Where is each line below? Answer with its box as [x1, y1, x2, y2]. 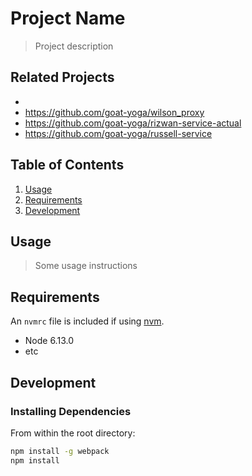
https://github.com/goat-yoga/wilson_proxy [24, 106, 205, 118]
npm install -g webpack [10, 446, 110, 456]
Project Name [10, 7, 126, 30]
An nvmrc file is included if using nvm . [10, 315, 165, 327]
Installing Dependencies [10, 404, 132, 418]
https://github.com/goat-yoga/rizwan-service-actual [24, 117, 242, 129]
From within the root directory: [10, 427, 136, 439]
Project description [34, 40, 114, 52]
